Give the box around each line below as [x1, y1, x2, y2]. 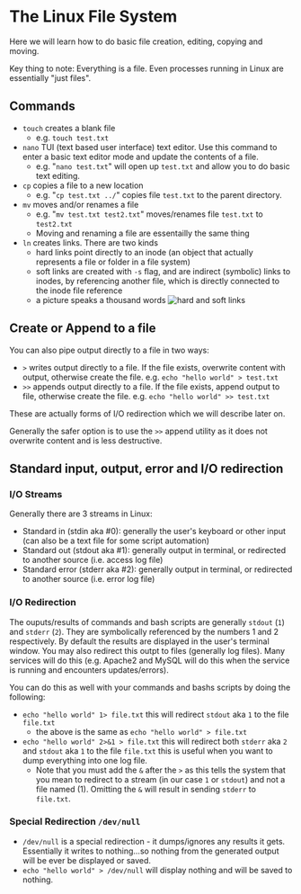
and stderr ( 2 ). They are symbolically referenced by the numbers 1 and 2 [9, 626, 279, 637]
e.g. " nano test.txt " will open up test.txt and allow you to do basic [35, 160, 290, 172]
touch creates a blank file [22, 122, 116, 133]
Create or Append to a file [9, 321, 156, 336]
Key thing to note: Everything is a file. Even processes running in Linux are [9, 63, 285, 74]
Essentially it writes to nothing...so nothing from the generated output [22, 845, 279, 856]
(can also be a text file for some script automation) [22, 535, 209, 546]
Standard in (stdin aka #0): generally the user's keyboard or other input [22, 526, 286, 537]
